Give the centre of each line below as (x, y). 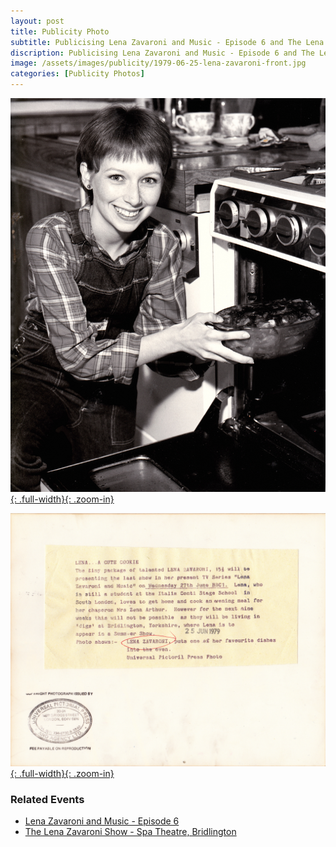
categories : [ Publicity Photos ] (77, 74)
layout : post (37, 21)
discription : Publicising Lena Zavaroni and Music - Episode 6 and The (162, 53)
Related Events (47, 799)
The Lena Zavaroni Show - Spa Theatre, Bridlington (130, 832)
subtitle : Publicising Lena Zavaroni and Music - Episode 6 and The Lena (167, 42)
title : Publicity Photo (60, 31)
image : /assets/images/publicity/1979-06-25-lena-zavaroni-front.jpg (158, 63)
